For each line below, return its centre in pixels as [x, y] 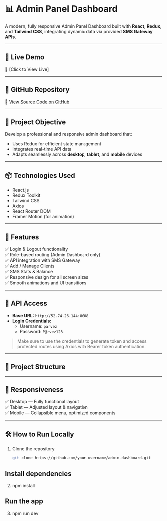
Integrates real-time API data [42, 149]
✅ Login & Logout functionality [37, 249]
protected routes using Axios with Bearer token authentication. [81, 346]
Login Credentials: [32, 321]
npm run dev [25, 513]
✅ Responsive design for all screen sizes [47, 277]
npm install [24, 485]
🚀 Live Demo [25, 57]
